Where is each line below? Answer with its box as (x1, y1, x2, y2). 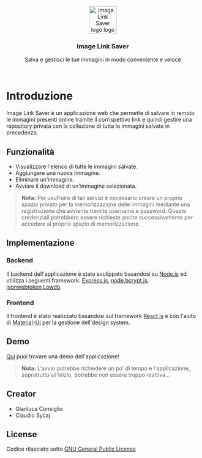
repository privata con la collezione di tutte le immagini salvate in (6, 122, 170, 130)
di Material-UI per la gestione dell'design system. (6, 319, 130, 327)
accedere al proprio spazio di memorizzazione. (21, 220, 141, 227)
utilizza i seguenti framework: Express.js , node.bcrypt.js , (6, 276, 149, 284)
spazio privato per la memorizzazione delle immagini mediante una (21, 201, 190, 208)
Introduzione (6, 89, 73, 103)
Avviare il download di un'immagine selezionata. (15, 182, 137, 190)
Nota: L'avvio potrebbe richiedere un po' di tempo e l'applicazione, (21, 364, 190, 372)
